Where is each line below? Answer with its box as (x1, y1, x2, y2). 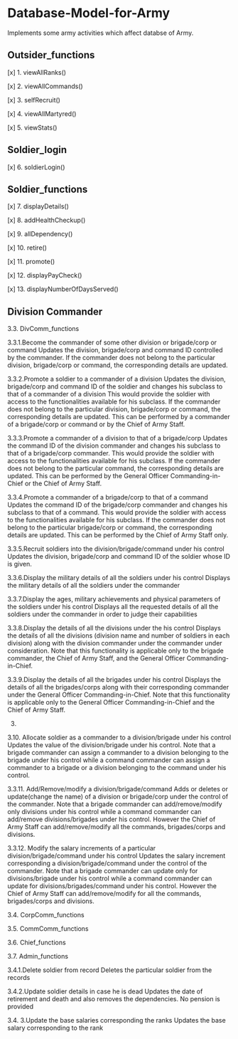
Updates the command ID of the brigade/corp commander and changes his (7, 500, 228, 510)
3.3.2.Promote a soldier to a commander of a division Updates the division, (7, 375, 226, 384)
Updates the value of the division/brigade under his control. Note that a (7, 741, 216, 749)
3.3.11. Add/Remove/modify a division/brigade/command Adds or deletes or (7, 785, 229, 793)
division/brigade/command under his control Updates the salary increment (7, 852, 226, 860)
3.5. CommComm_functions (7, 924, 89, 933)
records (7, 974, 31, 982)
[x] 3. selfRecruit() (7, 95, 60, 104)
